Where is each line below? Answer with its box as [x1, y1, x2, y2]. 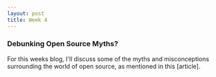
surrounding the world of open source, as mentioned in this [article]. [7, 62, 201, 70]
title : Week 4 [7, 16, 48, 23]
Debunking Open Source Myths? [7, 39, 118, 49]
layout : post [7, 10, 45, 17]
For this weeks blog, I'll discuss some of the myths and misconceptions [7, 54, 210, 63]
